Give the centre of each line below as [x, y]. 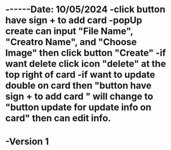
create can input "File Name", [69, 31]
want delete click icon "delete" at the [86, 64]
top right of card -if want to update [80, 75]
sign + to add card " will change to [79, 97]
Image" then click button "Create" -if [86, 53]
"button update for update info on [78, 107]
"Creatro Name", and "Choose [71, 42]
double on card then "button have [79, 86]
